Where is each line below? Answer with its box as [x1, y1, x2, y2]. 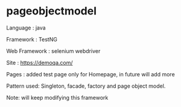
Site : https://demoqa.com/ [6, 59, 73, 66]
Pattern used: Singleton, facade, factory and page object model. [6, 82, 166, 90]
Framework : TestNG [6, 35, 57, 43]
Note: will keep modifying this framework [6, 94, 109, 101]
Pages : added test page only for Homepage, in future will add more [6, 70, 175, 78]
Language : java [6, 24, 46, 31]
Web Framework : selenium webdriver [6, 47, 101, 55]
